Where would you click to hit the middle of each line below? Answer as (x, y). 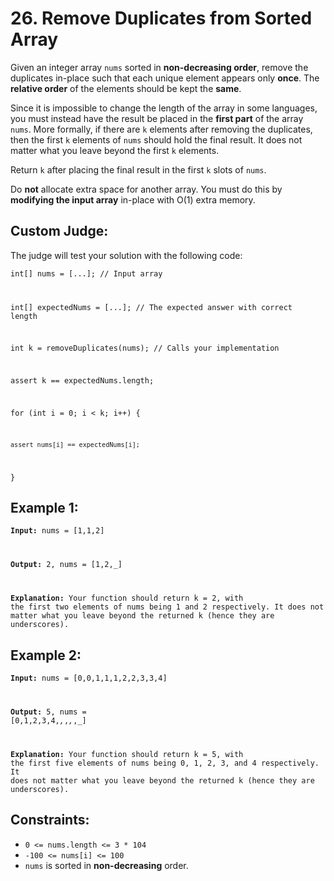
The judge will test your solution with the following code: (126, 255)
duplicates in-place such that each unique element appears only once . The (165, 78)
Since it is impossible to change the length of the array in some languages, (164, 108)
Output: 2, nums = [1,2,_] (66, 565)
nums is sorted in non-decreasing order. (106, 865)
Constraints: (50, 820)
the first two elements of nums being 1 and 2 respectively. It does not (167, 607)
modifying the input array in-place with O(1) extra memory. (133, 199)
